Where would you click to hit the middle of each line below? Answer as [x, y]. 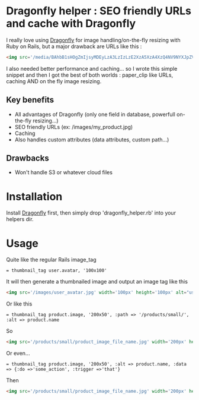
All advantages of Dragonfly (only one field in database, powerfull [95, 114]
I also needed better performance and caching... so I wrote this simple [92, 68]
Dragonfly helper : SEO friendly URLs [99, 11]
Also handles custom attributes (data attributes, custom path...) [92, 139]
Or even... [18, 353]
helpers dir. [20, 219]
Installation [34, 196]
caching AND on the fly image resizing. [54, 81]
